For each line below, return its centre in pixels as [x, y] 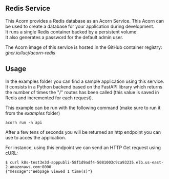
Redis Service [28, 8]
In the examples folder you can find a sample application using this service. [85, 81]
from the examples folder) [33, 113]
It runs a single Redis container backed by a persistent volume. [72, 32]
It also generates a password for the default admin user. [64, 37]
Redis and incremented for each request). [49, 98]
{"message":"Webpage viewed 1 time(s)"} [49, 171]
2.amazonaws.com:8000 [28, 167]
